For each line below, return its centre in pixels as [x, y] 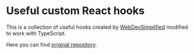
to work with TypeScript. [36, 33]
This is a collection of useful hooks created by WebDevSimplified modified [97, 27]
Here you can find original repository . [52, 45]
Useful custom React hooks [75, 11]
